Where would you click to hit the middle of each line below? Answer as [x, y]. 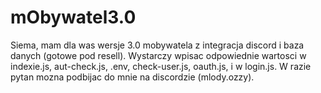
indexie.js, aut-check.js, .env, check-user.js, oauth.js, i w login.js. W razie [161, 66]
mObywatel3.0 [73, 17]
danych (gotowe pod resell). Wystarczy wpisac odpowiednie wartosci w [158, 55]
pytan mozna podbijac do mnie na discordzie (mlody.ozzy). [132, 77]
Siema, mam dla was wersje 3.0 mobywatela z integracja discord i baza [157, 45]
